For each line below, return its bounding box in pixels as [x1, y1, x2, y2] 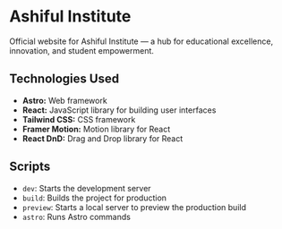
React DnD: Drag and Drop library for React [21, 132, 184, 144]
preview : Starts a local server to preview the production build [21, 201, 246, 212]
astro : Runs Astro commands [21, 211, 132, 222]
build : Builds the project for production [21, 192, 167, 203]
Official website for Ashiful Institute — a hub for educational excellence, [9, 36, 274, 47]
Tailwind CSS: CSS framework [21, 114, 136, 124]
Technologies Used [9, 72, 119, 87]
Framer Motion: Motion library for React [21, 123, 171, 134]
